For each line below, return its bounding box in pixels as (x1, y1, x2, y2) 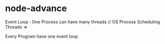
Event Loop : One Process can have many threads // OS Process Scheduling (5, 19, 161, 25)
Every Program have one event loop (5, 33, 78, 39)
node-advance (5, 3, 67, 14)
